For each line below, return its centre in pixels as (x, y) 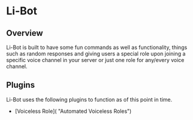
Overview (25, 33)
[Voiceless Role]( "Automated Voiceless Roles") (73, 111)
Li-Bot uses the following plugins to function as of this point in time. (89, 99)
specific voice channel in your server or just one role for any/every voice (95, 60)
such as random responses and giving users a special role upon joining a (96, 54)
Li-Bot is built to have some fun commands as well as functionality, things (97, 47)
